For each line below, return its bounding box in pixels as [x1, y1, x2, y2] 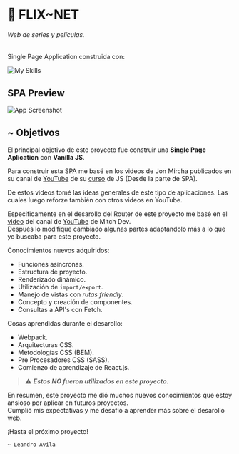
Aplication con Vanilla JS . [7, 153, 85, 162]
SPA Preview [7, 87, 66, 99]
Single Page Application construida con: [7, 53, 126, 61]
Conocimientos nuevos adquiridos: [7, 246, 110, 255]
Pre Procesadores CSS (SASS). [17, 356, 110, 364]
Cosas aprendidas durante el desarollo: [7, 319, 123, 328]
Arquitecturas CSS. [17, 341, 74, 349]
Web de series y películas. [7, 30, 85, 38]
